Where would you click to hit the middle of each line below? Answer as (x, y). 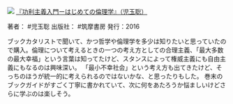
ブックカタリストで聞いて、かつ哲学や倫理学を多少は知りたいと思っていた (114, 41)
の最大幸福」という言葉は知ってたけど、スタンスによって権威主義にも (107, 59)
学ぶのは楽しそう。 (47, 94)
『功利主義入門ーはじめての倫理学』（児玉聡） (82, 12)
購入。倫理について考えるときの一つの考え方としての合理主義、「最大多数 (118, 50)
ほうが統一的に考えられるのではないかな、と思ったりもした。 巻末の (124, 76)
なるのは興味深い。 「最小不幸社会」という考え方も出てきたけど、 (121, 67)
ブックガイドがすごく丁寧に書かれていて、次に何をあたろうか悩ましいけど (114, 85)
